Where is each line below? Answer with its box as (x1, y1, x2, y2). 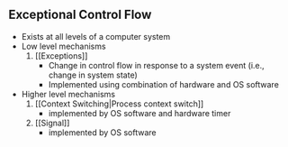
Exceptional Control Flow (8, 7, 152, 23)
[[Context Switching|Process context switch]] (34, 98, 204, 109)
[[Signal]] (34, 117, 70, 128)
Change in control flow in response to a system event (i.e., (48, 60, 265, 70)
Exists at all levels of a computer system (21, 31, 171, 41)
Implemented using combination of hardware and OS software (48, 78, 280, 89)
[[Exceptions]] (34, 50, 88, 61)
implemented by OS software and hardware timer (48, 107, 231, 118)
